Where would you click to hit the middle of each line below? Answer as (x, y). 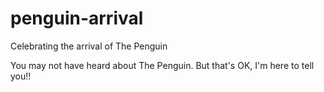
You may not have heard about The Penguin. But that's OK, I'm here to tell (162, 65)
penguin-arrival (77, 18)
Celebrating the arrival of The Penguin (89, 46)
